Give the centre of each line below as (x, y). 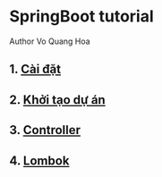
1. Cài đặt (35, 69)
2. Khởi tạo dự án (57, 100)
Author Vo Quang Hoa (50, 41)
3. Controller (45, 130)
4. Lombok (39, 160)
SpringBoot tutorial (81, 17)
